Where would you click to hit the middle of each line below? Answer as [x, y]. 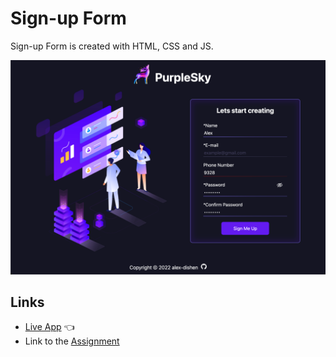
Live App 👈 [49, 327]
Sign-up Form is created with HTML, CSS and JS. [112, 46]
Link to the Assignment [72, 341]
